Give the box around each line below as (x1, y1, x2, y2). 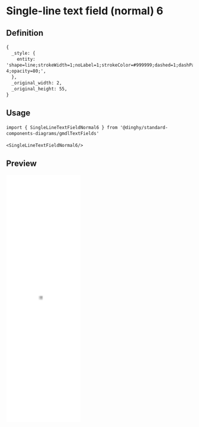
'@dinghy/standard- (120, 124, 168, 130)
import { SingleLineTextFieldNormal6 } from (6, 124, 118, 130)
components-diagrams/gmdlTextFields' (6, 130, 99, 136)
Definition (6, 28, 43, 38)
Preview (6, 159, 37, 169)
